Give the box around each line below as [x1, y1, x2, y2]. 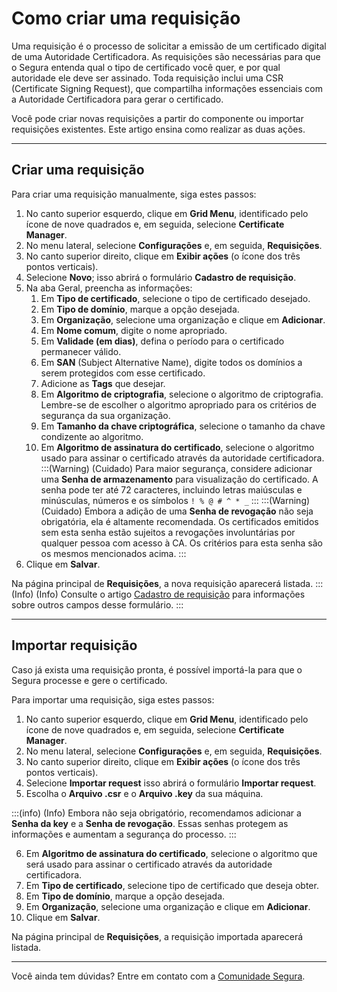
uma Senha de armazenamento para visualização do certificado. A [40, 473, 319, 485]
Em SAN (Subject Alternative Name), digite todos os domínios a [40, 356, 303, 368]
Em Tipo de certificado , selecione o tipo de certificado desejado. [40, 292, 311, 304]
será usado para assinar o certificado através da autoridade [25, 858, 273, 870]
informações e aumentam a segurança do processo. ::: [11, 828, 237, 840]
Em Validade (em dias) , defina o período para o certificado [40, 335, 285, 347]
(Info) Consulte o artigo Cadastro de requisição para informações [35, 588, 306, 600]
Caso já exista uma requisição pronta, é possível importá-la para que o [11, 663, 303, 676]
